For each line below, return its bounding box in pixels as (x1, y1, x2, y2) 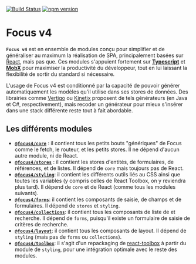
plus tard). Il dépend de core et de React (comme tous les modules (14, 183, 176, 191)
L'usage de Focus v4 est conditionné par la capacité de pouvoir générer (6, 82, 180, 89)
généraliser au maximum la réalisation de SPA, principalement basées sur (6, 52, 184, 59)
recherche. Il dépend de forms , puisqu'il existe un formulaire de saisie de (14, 215, 191, 222)
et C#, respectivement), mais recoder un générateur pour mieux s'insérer (6, 101, 183, 108)
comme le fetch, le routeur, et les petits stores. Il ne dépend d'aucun (14, 146, 180, 153)
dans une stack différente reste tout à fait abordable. (6, 106, 133, 114)
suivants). (14, 189, 39, 196)
